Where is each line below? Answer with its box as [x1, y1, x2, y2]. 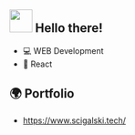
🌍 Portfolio [9, 86, 75, 101]
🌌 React [22, 58, 53, 69]
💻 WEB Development [22, 45, 104, 56]
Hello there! [35, 20, 103, 36]
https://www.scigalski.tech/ [22, 115, 126, 126]
